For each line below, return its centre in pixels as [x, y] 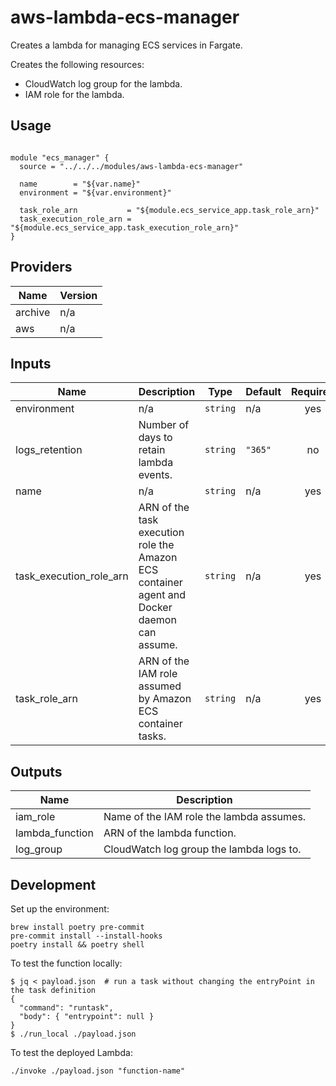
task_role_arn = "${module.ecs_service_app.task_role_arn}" [169, 210]
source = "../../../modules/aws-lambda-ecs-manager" [131, 166]
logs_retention [49, 450]
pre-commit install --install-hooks [86, 936]
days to [155, 438]
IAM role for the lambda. [74, 94]
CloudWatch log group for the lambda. [103, 83]
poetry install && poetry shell [77, 945]
